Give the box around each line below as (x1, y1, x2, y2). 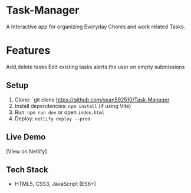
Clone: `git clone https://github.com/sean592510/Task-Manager (14, 96, 170, 103)
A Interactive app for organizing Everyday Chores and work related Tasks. (6, 23, 186, 30)
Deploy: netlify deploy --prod (14, 115, 91, 122)
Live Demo (6, 132, 46, 142)
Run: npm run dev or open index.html (14, 109, 105, 116)
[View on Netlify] (6, 148, 47, 155)
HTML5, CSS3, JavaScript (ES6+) (14, 181, 96, 188)
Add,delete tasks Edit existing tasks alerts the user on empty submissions (6, 63, 185, 70)
